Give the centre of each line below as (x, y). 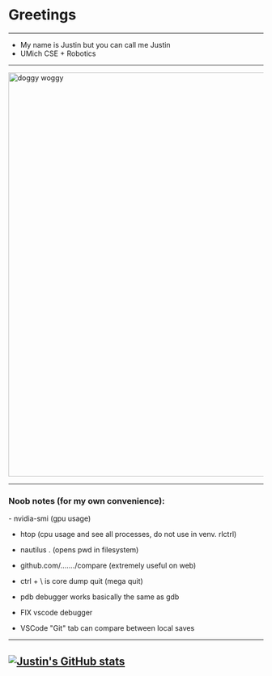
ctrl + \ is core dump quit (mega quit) (81, 581)
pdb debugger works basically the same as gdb (100, 597)
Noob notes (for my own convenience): (87, 501)
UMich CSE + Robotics (58, 53)
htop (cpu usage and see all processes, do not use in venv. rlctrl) (128, 534)
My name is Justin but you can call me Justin (96, 44)
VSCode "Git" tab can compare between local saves (107, 628)
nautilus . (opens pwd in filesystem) (79, 550)
